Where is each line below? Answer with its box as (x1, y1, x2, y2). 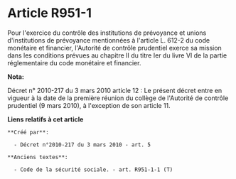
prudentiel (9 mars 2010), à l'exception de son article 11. (7, 101, 171, 109)
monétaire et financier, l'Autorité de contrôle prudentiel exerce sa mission (7, 43, 222, 52)
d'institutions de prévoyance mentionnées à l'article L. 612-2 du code (7, 36, 210, 44)
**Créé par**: (7, 129, 50, 136)
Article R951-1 (7, 5, 92, 21)
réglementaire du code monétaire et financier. (7, 58, 141, 67)
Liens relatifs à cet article (7, 115, 84, 124)
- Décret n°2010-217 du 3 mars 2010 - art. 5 (14, 141, 151, 148)
